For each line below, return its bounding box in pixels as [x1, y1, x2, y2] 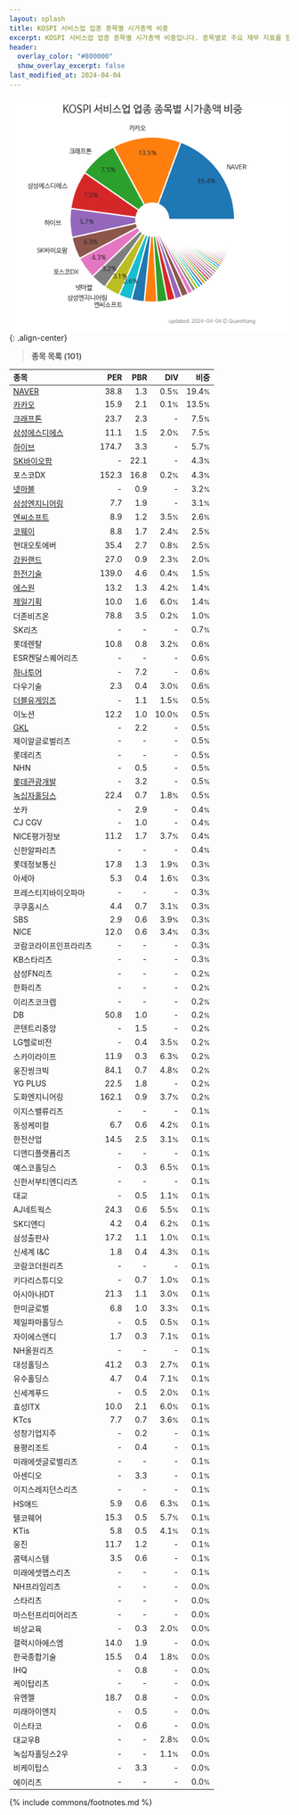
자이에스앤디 [12, 1330, 57, 1342]
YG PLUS [12, 1078, 47, 1089]
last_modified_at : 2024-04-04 [9, 71, 122, 80]
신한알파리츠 [12, 844, 57, 856]
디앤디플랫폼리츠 [12, 1148, 71, 1159]
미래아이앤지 [12, 1706, 57, 1717]
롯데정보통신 [12, 859, 57, 870]
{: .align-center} [9, 332, 69, 343]
